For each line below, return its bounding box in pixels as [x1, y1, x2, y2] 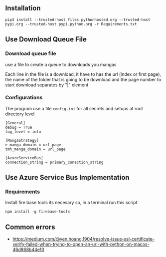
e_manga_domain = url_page [5, 142, 61, 147]
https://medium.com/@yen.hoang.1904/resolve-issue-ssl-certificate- [12, 236, 155, 242]
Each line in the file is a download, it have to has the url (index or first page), [5, 71, 161, 77]
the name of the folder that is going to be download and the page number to [5, 76, 162, 82]
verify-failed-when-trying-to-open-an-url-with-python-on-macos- [12, 242, 150, 248]
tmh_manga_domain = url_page [5, 147, 66, 152]
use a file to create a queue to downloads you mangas [5, 61, 117, 67]
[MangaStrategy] [5, 138, 39, 143]
